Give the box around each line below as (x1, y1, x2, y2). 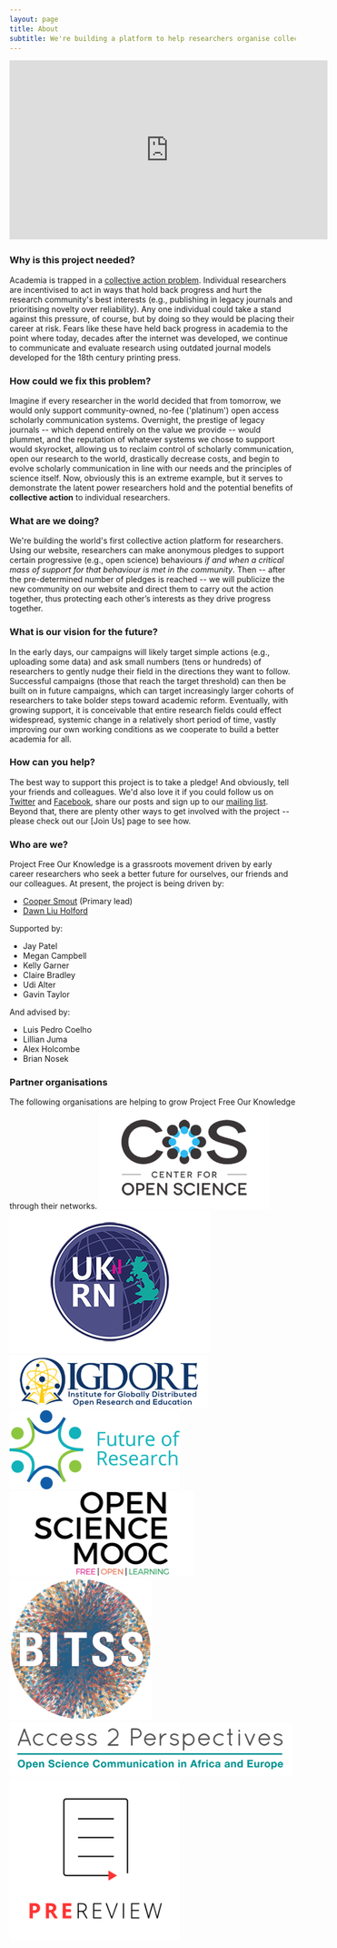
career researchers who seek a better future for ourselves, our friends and (9, 869, 289, 880)
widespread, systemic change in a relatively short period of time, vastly (9, 714, 277, 725)
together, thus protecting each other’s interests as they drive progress (9, 593, 271, 604)
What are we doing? (9, 514, 100, 527)
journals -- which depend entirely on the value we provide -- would (9, 424, 262, 435)
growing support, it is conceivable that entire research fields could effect (9, 704, 282, 715)
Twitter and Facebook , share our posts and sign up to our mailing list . (9, 796, 269, 807)
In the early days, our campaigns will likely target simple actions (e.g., (9, 646, 271, 657)
